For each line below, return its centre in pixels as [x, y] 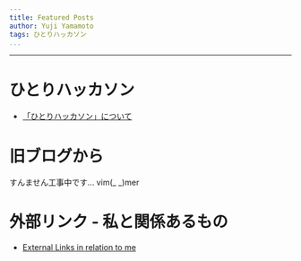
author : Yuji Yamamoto [52, 26]
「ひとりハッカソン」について [77, 117]
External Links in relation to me [79, 248]
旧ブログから [57, 156]
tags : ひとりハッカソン [48, 34]
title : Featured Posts [52, 17]
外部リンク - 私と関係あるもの [119, 222]
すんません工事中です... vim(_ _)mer [74, 183]
